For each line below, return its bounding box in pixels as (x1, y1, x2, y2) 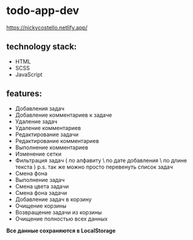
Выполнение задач (15, 176, 65, 183)
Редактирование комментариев (15, 137, 100, 144)
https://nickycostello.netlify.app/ (6, 24, 88, 31)
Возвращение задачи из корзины (15, 208, 102, 216)
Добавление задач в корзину (15, 195, 92, 203)
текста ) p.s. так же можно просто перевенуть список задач (15, 163, 173, 170)
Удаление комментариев (15, 124, 81, 131)
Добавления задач (15, 104, 65, 112)
